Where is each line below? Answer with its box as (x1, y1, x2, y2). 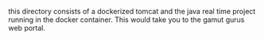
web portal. (8, 24, 46, 32)
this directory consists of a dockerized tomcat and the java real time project (8, 7, 256, 16)
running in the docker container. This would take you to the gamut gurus (8, 15, 245, 24)
